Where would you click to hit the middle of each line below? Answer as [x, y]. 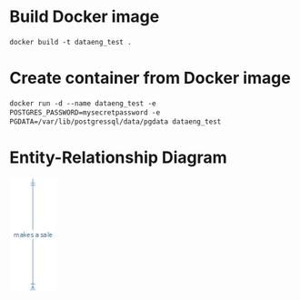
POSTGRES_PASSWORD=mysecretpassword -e [85, 112]
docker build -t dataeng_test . [70, 42]
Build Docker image [85, 17]
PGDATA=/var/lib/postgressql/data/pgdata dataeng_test [115, 121]
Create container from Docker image [150, 78]
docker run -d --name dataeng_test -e [83, 103]
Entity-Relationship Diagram [118, 158]
